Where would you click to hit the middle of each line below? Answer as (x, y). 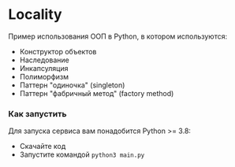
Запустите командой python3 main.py (82, 154)
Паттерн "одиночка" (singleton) (72, 85)
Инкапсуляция (44, 68)
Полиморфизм (44, 76)
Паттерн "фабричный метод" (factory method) (97, 93)
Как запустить (37, 113)
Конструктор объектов (58, 51)
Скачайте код (43, 147)
